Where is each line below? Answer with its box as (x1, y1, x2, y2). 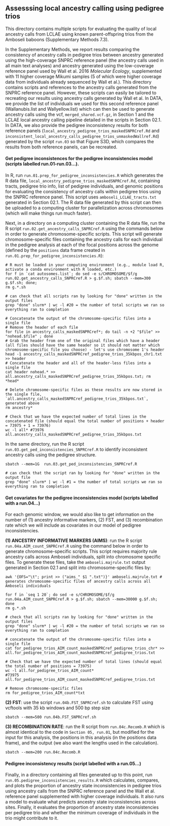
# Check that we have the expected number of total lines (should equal (5, 659, 162, 664)
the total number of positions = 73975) (5, 664, 92, 669)
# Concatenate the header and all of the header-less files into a (5, 360, 151, 366)
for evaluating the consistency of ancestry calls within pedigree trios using (5, 189, 161, 195)
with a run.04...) (5, 500, 41, 506)
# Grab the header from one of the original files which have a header (5, 339, 160, 344)
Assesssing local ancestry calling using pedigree (5, 4, 164, 13)
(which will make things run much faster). (5, 210, 92, 216)
